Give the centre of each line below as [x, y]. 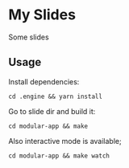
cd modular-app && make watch [59, 156]
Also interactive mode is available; [65, 141]
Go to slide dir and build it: [52, 111]
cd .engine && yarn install [56, 96]
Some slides [29, 37]
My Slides [42, 15]
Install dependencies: [44, 81]
